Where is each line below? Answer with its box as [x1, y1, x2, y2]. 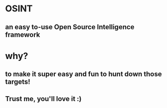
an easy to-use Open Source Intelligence [5, 23, 135, 31]
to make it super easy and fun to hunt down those [5, 70, 162, 78]
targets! [5, 78, 31, 86]
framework [5, 30, 40, 39]
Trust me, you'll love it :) [5, 95, 82, 103]
